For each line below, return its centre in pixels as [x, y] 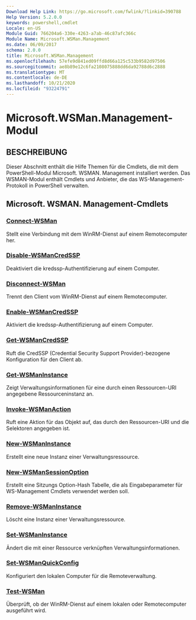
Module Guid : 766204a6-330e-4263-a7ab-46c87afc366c [71, 34]
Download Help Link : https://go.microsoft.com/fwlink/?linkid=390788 [94, 12]
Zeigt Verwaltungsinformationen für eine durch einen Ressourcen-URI [91, 388]
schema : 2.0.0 [24, 50]
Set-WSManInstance [37, 535]
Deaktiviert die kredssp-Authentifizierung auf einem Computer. [83, 268]
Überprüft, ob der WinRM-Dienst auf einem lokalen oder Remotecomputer [96, 604]
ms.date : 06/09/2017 [32, 45]
